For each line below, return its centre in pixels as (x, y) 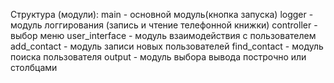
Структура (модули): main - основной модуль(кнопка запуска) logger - (162, 14)
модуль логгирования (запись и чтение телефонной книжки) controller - (164, 25)
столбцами (34, 67)
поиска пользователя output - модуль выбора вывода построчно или (158, 57)
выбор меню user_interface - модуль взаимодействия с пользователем (163, 35)
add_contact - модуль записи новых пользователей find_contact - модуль (167, 46)
